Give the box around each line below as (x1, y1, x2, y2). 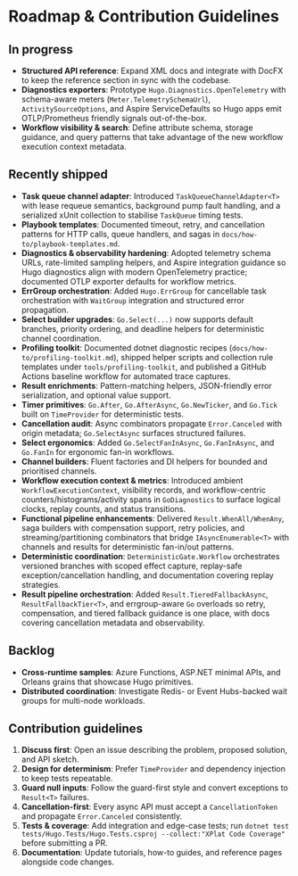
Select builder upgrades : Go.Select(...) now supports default (21, 314, 253, 325)
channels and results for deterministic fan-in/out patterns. (21, 541, 235, 552)
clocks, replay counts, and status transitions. (21, 503, 186, 514)
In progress (8, 42, 73, 57)
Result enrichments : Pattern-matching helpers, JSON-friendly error (21, 380, 273, 391)
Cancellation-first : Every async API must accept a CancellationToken (21, 801, 278, 813)
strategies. (21, 579, 62, 590)
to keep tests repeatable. (21, 773, 113, 784)
